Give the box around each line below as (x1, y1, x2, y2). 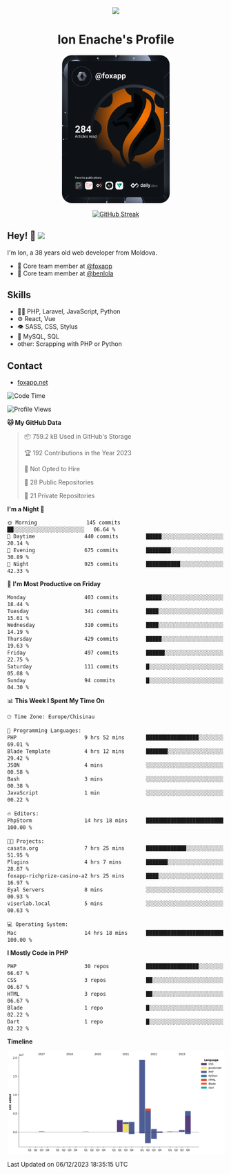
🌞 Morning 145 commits (7, 519, 121, 527)
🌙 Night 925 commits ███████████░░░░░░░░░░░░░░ (7, 561, 224, 568)
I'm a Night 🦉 (7, 505, 45, 513)
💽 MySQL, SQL (17, 332, 60, 341)
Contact (7, 360, 43, 372)
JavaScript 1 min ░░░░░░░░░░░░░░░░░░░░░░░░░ (7, 790, 224, 796)
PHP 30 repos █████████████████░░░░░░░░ (7, 963, 224, 970)
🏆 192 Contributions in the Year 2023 (23, 449, 132, 457)
